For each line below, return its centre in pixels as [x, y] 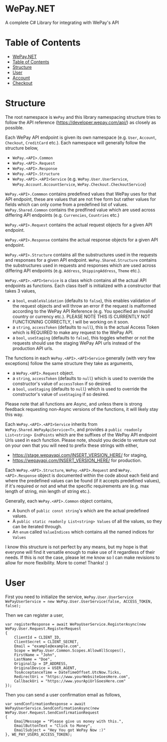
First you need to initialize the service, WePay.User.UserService [69, 597]
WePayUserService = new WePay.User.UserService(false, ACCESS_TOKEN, [79, 601]
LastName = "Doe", [33, 659]
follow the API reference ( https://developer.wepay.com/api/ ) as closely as [81, 122]
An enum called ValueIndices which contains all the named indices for [83, 532]
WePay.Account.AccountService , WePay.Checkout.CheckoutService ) [79, 184]
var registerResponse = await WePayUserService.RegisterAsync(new [76, 624]
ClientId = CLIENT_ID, [38, 637]
